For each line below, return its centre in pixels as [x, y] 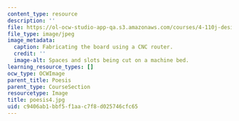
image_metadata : [31, 41]
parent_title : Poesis [39, 80]
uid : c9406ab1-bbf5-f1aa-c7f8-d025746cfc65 [73, 107]
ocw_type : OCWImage [36, 73]
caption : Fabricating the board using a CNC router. [94, 47]
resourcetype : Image [38, 93]
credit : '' [30, 54]
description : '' [31, 21]
